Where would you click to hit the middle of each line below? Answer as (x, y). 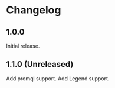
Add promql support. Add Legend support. (58, 78)
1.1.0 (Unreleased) (40, 64)
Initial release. (23, 46)
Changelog (34, 10)
